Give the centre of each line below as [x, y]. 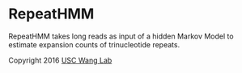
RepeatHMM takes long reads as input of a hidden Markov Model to [121, 36]
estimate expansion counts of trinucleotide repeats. [94, 44]
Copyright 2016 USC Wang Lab [60, 60]
